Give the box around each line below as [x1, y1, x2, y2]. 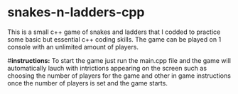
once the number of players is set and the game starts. [7, 78, 168, 87]
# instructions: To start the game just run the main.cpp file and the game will [7, 56, 231, 64]
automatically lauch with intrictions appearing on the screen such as [7, 64, 207, 72]
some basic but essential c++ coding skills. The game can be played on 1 [7, 35, 222, 43]
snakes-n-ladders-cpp [7, 4, 145, 20]
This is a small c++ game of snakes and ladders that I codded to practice [7, 28, 221, 36]
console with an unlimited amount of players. [7, 42, 139, 51]
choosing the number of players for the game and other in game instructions [7, 71, 231, 80]
